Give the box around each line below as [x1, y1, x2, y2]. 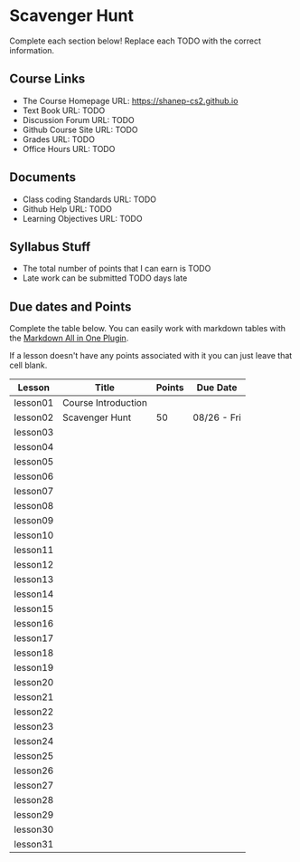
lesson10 [14, 529, 54, 541]
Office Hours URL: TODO [22, 143, 116, 154]
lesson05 [14, 455, 54, 468]
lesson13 [14, 573, 54, 586]
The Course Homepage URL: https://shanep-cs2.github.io [22, 95, 239, 106]
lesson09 [14, 514, 54, 527]
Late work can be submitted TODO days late [22, 273, 188, 283]
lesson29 [14, 809, 54, 821]
